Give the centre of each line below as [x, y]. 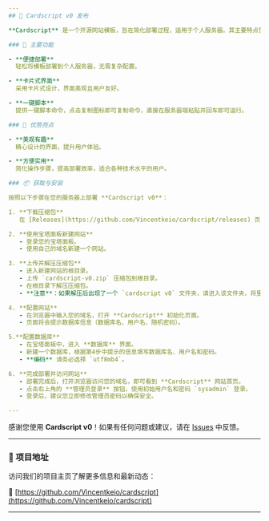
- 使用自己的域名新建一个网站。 [64, 249]
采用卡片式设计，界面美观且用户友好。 [69, 89]
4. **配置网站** [33, 308]
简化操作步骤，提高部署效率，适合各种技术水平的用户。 [93, 169]
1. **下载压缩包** [36, 212]
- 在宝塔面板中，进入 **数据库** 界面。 [78, 345]
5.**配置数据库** [34, 337]
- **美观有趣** [31, 139]
